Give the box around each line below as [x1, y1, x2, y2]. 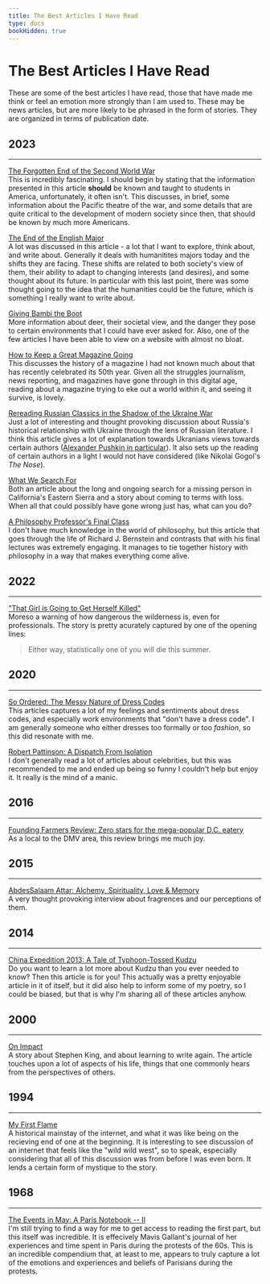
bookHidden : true [8, 27, 67, 35]
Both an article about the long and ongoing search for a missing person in [8, 484, 252, 494]
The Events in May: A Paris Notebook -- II [8, 1215, 146, 1224]
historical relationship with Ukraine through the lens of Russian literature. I [8, 426, 253, 435]
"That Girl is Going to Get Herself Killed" [8, 603, 141, 613]
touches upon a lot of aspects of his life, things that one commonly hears [8, 1059, 251, 1068]
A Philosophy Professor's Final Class [8, 517, 130, 526]
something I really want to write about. [8, 293, 136, 303]
